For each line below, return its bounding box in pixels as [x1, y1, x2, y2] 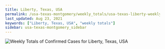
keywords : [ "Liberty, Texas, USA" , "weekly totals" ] [5, 20, 115, 26]
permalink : [5, 12, 27, 16]
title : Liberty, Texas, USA [5, 7, 63, 12]
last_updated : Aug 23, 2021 [5, 16, 63, 21]
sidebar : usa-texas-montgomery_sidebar [5, 25, 87, 30]
